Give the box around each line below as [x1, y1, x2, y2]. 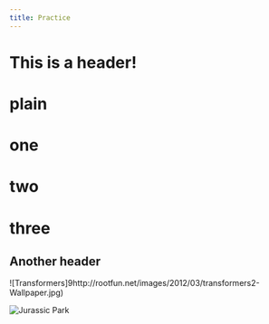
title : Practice [9, 13, 71, 23]
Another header [9, 253, 101, 269]
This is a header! [9, 52, 138, 72]
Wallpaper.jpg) [9, 287, 64, 299]
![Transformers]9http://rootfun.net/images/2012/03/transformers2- [9, 278, 260, 289]
